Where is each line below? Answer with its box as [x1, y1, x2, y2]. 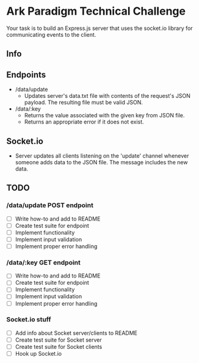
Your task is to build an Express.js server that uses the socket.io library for [6, 24, 194, 32]
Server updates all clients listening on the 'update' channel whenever [15, 152, 189, 159]
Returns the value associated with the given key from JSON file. [24, 112, 185, 119]
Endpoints [6, 69, 46, 80]
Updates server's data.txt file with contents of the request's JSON [24, 92, 190, 100]
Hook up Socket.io [15, 350, 62, 358]
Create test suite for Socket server [15, 336, 102, 343]
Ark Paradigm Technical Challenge [6, 4, 186, 18]
